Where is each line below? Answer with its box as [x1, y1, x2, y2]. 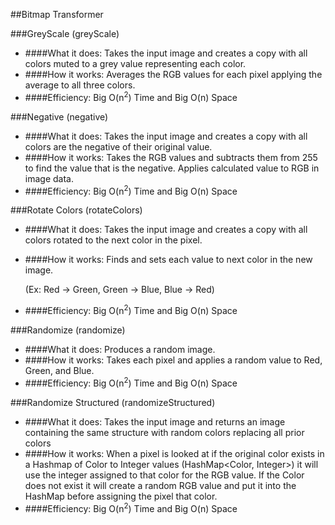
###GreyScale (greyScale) [10, 28, 120, 39]
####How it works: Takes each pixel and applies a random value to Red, [24, 354, 323, 366]
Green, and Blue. [24, 364, 95, 376]
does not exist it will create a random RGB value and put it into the [24, 479, 297, 491]
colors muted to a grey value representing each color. [24, 58, 247, 69]
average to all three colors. [24, 79, 136, 91]
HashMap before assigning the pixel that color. [24, 490, 218, 502]
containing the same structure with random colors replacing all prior [24, 426, 305, 438]
